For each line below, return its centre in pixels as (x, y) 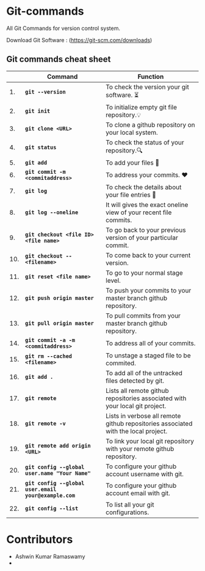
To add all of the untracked (144, 373)
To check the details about (144, 187)
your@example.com (50, 495)
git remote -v (45, 423)
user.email (41, 489)
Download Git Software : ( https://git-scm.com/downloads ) (79, 40)
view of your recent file (139, 212)
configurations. (128, 512)
